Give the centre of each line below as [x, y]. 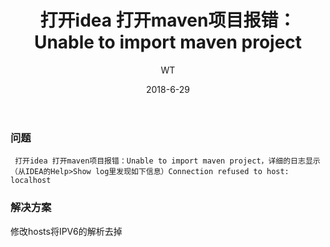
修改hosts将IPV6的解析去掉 [66, 231]
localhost [31, 181]
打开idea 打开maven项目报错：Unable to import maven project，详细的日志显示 [167, 161]
